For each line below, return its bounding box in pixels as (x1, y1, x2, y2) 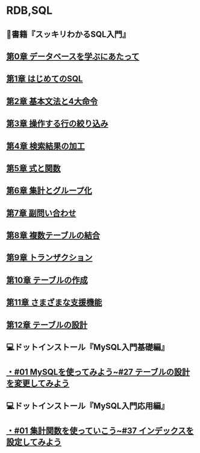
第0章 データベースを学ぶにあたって (6, 51, 140, 61)
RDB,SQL (6, 4, 53, 17)
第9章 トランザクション (6, 252, 93, 263)
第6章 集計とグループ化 (6, 186, 92, 196)
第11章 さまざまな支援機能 (6, 298, 102, 308)
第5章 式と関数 (6, 163, 61, 173)
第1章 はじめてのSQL (6, 73, 83, 84)
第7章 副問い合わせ (6, 208, 77, 218)
